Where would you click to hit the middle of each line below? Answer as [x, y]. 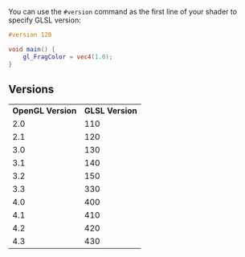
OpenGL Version [45, 111]
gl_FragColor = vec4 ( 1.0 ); [68, 57]
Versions [31, 89]
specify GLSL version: [45, 20]
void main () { [32, 49]
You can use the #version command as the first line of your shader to [123, 12]
